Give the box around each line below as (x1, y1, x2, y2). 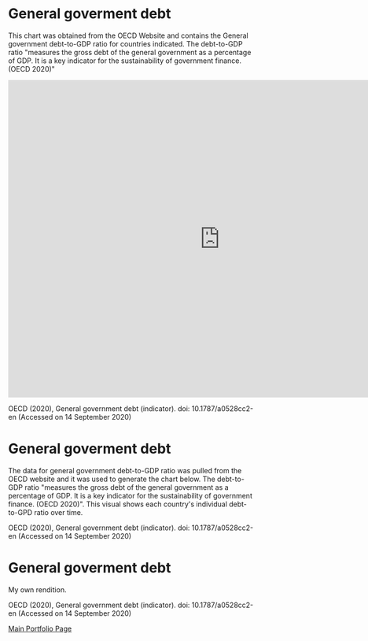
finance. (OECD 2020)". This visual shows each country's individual (8, 499, 228, 509)
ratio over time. (34, 507, 83, 517)
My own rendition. (8, 584, 67, 595)
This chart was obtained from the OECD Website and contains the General (8, 31, 249, 40)
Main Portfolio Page (8, 624, 72, 633)
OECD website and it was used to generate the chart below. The (8, 474, 216, 484)
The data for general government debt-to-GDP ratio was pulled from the (8, 465, 242, 475)
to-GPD (8, 507, 33, 517)
